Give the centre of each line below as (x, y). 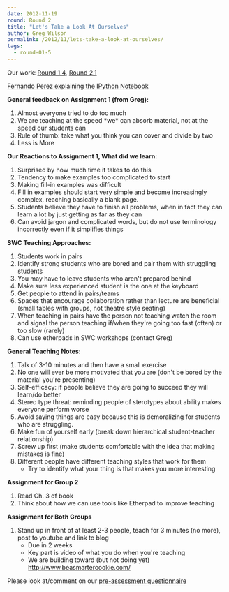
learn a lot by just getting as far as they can (80, 214)
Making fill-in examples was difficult (69, 184)
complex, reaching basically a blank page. (78, 199)
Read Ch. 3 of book (45, 496)
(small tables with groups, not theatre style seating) (91, 308)
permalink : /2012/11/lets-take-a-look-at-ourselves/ (86, 40)
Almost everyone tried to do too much (72, 113)
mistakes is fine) (41, 454)
